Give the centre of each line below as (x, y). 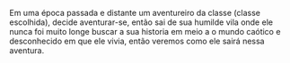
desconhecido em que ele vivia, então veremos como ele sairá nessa (137, 41)
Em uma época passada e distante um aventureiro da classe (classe (135, 13)
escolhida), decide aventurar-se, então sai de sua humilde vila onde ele (141, 22)
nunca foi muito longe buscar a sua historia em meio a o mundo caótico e (145, 31)
